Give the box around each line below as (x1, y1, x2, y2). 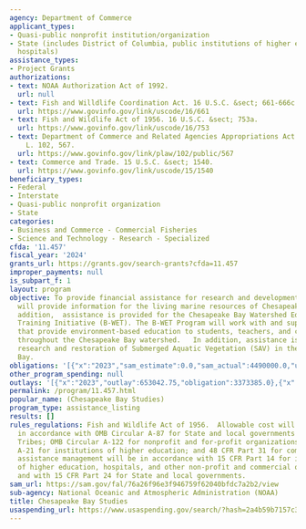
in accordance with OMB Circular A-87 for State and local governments (17, 429, 296, 438)
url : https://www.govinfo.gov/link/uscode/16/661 (17, 107, 209, 116)
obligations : (9, 361, 59, 370)
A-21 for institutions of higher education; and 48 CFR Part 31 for (17, 446, 283, 455)
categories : (9, 216, 55, 226)
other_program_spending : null (9, 369, 125, 379)
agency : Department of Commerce (9, 13, 132, 23)
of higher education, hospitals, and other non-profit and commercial (17, 462, 291, 472)
